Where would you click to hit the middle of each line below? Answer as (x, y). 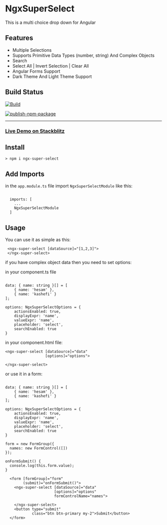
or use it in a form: (24, 374)
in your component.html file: (34, 342)
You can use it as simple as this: (38, 240)
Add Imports (25, 174)
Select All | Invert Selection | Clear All (50, 66)
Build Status (24, 92)
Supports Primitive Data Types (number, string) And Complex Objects (83, 55)
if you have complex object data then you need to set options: (68, 262)
